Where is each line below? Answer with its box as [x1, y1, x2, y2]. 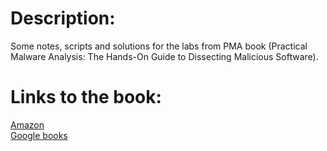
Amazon [10, 118, 45, 131]
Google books [10, 129, 68, 141]
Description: [10, 7, 116, 30]
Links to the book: [10, 86, 162, 109]
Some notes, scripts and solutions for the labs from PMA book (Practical [10, 40, 308, 52]
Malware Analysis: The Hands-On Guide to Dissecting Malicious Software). [10, 50, 319, 62]
